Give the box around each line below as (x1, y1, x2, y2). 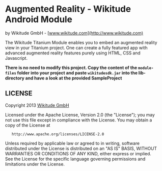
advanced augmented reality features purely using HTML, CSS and (5, 50, 141, 56)
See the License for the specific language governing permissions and (5, 156, 146, 162)
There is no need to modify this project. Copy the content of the (5, 65, 137, 71)
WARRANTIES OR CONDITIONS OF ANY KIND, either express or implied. (5, 150, 151, 156)
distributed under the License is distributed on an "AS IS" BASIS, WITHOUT (5, 146, 157, 151)
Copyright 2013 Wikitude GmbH (5, 102, 70, 108)
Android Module (5, 14, 73, 25)
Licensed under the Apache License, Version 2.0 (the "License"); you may (5, 112, 155, 118)
